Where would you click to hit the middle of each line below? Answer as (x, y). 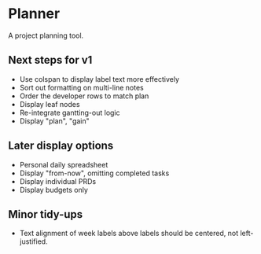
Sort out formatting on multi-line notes (81, 87)
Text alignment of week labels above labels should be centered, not (129, 234)
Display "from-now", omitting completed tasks (94, 173)
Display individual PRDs (58, 181)
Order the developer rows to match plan (84, 96)
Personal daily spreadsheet (64, 164)
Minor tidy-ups (46, 214)
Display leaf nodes (50, 104)
